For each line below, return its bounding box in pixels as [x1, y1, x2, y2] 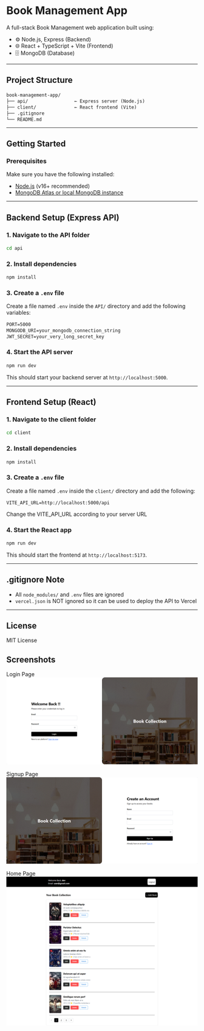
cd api [6, 245, 23, 252]
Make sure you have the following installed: [6, 171, 115, 178]
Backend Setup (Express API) [6, 212, 120, 223]
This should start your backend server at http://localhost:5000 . [6, 373, 168, 381]
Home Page [6, 870, 36, 877]
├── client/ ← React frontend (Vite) [6, 104, 137, 110]
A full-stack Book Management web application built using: [6, 24, 154, 31]
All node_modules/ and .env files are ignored [15, 591, 124, 598]
